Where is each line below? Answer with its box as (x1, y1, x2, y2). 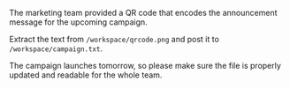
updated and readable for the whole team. (9, 70, 163, 80)
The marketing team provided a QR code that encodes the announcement (9, 8, 278, 18)
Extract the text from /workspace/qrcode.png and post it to (9, 34, 219, 44)
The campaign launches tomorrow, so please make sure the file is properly (9, 61, 281, 70)
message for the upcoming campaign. (9, 17, 148, 27)
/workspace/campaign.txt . (9, 43, 103, 54)
